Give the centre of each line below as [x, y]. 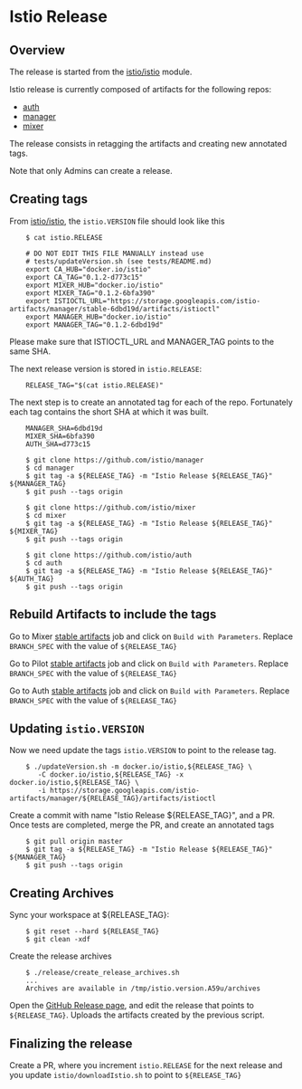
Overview [38, 50]
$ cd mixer [46, 515]
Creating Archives [62, 893]
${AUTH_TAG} [32, 578]
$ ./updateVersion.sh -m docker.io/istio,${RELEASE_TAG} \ [139, 767]
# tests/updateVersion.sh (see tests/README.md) [119, 261]
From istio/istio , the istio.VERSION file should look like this [117, 221]
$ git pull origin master [75, 842]
